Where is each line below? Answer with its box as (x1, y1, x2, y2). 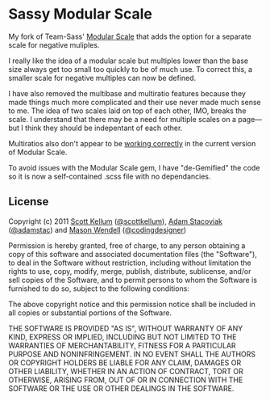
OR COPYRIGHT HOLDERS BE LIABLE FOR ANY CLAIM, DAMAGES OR (8, 357, 242, 368)
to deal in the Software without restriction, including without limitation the (8, 258, 251, 267)
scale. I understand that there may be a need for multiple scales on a (8, 114, 236, 124)
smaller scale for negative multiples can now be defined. (8, 73, 197, 82)
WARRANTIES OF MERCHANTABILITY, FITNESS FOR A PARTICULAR (8, 340, 236, 350)
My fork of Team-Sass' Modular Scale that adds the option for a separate (8, 32, 251, 41)
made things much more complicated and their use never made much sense (8, 97, 261, 107)
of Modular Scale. (8, 147, 68, 157)
